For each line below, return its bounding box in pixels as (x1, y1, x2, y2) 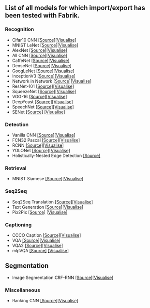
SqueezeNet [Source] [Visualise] (12, 88, 76, 94)
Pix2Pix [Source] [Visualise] (12, 209, 68, 215)
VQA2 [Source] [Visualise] (12, 242, 63, 248)
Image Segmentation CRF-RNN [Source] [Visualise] (12, 275, 114, 280)
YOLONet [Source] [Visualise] (12, 147, 70, 153)
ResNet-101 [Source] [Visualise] (12, 83, 74, 89)
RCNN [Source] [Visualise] (12, 142, 64, 148)
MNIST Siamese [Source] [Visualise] (12, 176, 84, 182)
